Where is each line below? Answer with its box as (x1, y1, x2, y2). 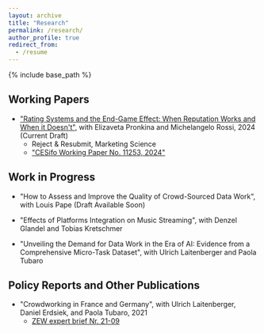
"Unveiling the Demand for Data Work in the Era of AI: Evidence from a (19, 239, 251, 248)
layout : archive (8, 11, 62, 20)
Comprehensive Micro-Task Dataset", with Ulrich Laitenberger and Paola (19, 247, 257, 257)
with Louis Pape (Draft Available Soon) (19, 199, 146, 210)
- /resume (15, 48, 48, 56)
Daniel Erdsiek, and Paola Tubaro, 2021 (19, 308, 148, 317)
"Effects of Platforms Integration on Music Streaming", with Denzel (19, 215, 238, 225)
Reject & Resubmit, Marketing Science (31, 139, 157, 149)
